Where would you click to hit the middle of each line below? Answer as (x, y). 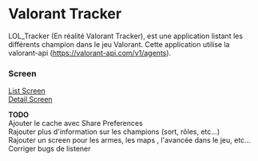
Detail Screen (31, 100)
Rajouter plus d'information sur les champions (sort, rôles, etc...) (114, 132)
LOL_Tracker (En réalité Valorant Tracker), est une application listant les (126, 36)
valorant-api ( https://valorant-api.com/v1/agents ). (90, 53)
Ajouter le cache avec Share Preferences (76, 124)
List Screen (27, 91)
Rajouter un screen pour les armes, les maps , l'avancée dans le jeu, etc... (129, 140)
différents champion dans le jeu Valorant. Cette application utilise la (119, 44)
